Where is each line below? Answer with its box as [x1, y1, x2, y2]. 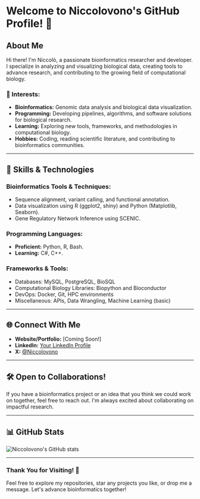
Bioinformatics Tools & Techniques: [6, 182, 111, 191]
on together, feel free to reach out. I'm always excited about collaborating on [6, 397, 194, 404]
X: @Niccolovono [14, 348, 58, 355]
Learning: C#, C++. [14, 249, 64, 257]
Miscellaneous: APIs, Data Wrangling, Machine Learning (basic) [14, 297, 171, 304]
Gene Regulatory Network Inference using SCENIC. [14, 214, 141, 222]
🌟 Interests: [6, 90, 40, 98]
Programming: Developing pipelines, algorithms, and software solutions [14, 110, 192, 117]
